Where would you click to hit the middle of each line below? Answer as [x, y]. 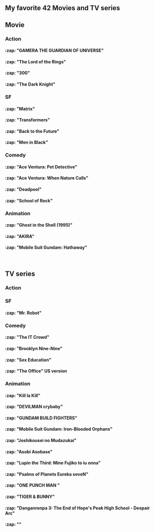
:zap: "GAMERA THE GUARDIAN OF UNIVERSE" [54, 51]
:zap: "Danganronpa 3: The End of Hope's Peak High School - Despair [77, 508]
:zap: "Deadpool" [23, 189]
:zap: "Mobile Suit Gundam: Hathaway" [46, 247]
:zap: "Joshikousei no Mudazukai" [41, 440]
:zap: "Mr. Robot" [23, 313]
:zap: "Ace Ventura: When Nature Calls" [47, 178]
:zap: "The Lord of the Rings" [36, 61]
